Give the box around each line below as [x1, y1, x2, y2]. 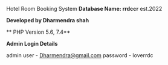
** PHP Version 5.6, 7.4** [6, 28, 71, 36]
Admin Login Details [6, 40, 58, 47]
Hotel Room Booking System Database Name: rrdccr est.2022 [6, 5, 163, 12]
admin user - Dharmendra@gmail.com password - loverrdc [6, 52, 153, 59]
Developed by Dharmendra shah [6, 17, 89, 23]
